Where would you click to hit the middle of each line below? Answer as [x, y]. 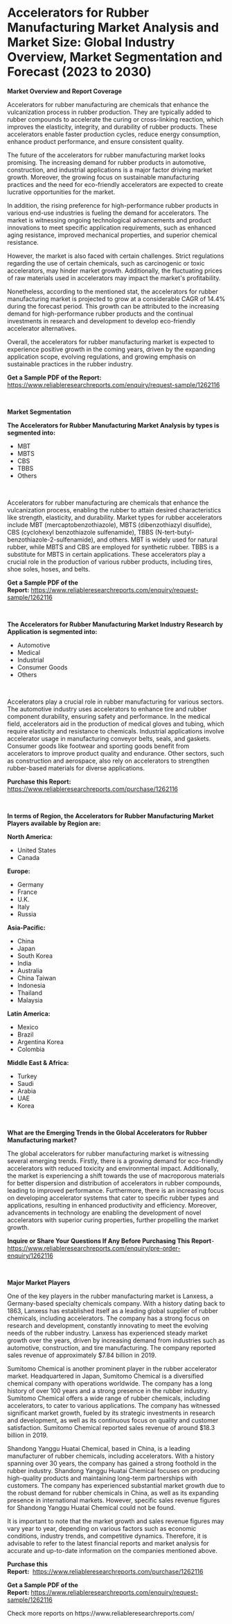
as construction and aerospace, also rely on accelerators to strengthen [108, 761]
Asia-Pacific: [27, 927]
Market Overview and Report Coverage [65, 91]
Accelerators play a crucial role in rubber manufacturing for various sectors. [115, 701]
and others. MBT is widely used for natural [157, 539]
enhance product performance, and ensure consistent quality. [96, 141]
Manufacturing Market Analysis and [113, 27]
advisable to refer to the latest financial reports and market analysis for [108, 1543]
